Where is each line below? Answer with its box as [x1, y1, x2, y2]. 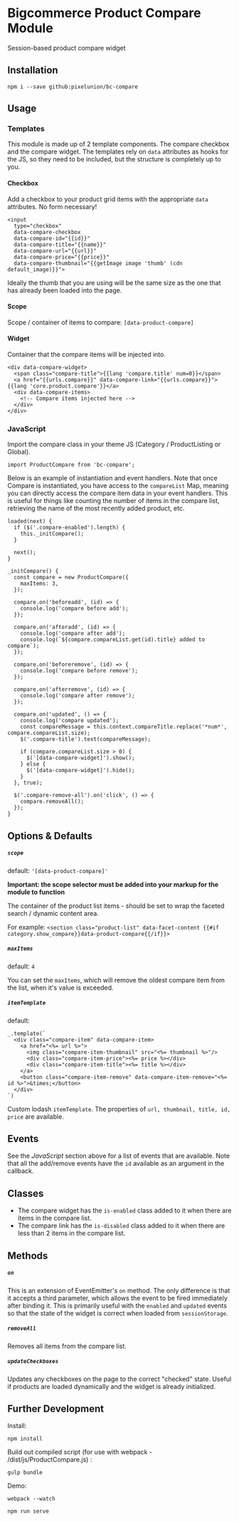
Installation [7, 64, 58, 76]
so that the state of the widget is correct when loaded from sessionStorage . [7, 1309, 229, 1317]
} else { [20, 761, 46, 768]
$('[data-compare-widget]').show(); [26, 754, 135, 762]
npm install [7, 1435, 43, 1442]
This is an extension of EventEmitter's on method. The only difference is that [7, 1286, 230, 1294]
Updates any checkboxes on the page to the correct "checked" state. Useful [7, 1375, 232, 1383]
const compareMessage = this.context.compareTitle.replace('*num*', [20, 724, 228, 731]
